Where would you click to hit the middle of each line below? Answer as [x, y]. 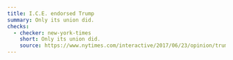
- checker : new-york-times [52, 33]
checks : [18, 26]
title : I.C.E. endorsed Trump [51, 13]
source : [31, 46]
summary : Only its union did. [51, 20]
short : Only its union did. [60, 39]
